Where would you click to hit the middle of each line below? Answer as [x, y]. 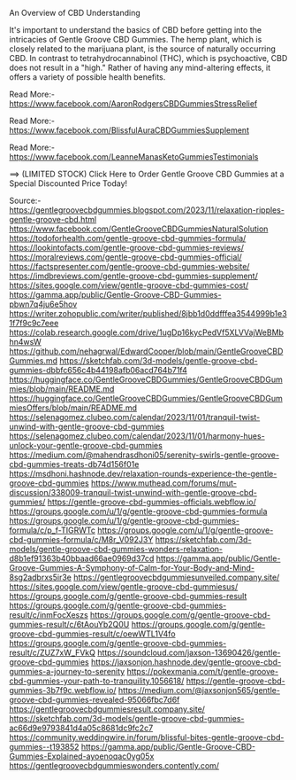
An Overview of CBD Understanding [75, 13]
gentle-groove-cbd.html [53, 219]
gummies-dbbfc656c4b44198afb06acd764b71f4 [98, 370]
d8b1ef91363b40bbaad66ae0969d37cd [82, 558]
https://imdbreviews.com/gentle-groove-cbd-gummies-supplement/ [133, 276]
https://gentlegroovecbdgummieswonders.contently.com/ [114, 765]
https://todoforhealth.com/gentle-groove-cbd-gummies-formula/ [128, 238]
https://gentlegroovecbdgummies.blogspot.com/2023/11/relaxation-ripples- [147, 210]
